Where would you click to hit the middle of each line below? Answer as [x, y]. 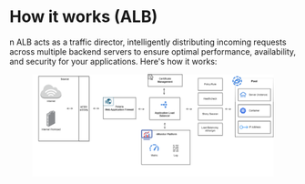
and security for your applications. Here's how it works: [113, 61]
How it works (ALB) [83, 17]
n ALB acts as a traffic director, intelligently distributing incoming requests [148, 42]
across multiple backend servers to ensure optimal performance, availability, [153, 51]
